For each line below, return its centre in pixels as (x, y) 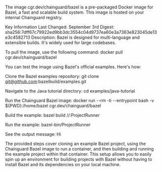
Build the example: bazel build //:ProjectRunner (53, 115)
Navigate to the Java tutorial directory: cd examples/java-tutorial (70, 91)
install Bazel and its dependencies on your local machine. (63, 164)
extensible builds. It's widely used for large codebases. (61, 43)
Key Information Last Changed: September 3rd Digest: (60, 27)
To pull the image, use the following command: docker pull (64, 52)
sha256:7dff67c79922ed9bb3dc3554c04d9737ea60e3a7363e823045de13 (81, 32)
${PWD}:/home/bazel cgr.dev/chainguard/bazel (53, 106)
